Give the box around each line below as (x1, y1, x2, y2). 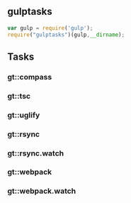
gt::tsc (7, 91, 30, 101)
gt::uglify (7, 110, 40, 120)
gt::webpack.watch (7, 186, 76, 196)
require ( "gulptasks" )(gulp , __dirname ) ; (7, 31, 125, 38)
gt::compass (7, 72, 52, 82)
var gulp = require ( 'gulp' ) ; (7, 24, 93, 31)
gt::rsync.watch (7, 148, 64, 158)
